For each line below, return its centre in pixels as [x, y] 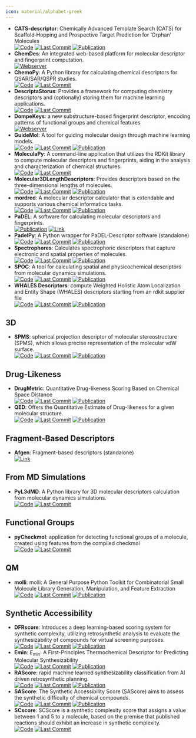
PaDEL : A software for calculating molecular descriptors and [87, 217]
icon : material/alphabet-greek [44, 12]
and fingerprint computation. [49, 60]
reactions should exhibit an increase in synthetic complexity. [87, 723]
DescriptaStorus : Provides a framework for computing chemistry [93, 91]
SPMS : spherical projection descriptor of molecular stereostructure [96, 337]
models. [24, 141]
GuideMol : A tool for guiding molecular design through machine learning [102, 135]
